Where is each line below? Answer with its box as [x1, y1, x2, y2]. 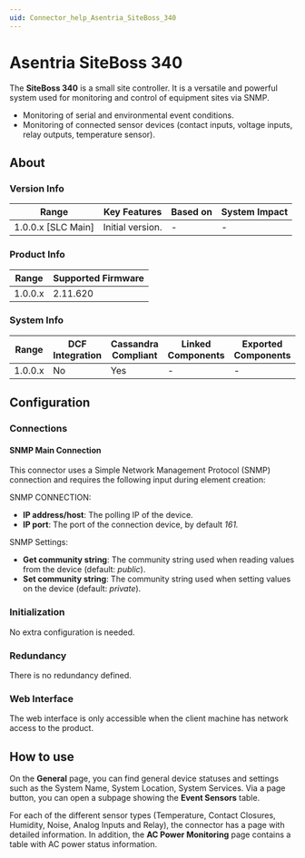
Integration [53, 348, 103, 361]
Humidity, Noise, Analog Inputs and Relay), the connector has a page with [9, 820, 285, 831]
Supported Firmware [53, 271, 145, 284]
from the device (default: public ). [22, 564, 146, 575]
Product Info [9, 249, 65, 261]
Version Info [9, 182, 65, 195]
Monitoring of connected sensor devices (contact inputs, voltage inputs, [22, 119, 293, 130]
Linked [181, 337, 212, 350]
